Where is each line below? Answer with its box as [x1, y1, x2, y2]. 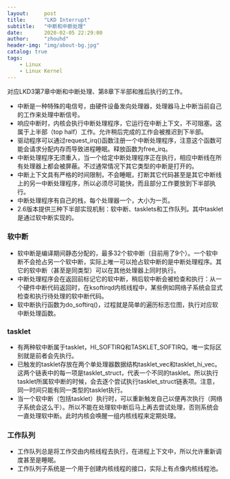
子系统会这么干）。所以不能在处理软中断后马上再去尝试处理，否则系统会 [16, 403, 219, 412]
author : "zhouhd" [7, 36, 69, 43]
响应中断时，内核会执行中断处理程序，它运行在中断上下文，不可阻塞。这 [16, 119, 222, 127]
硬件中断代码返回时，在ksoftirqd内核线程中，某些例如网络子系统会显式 [23, 283, 223, 292]
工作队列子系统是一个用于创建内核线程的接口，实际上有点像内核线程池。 [16, 465, 222, 473]
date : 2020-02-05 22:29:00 [7, 29, 103, 36]
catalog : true [7, 49, 48, 56]
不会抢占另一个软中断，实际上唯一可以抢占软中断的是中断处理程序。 [23, 257, 216, 266]
